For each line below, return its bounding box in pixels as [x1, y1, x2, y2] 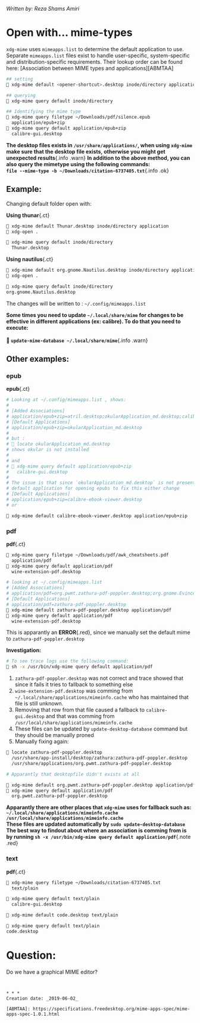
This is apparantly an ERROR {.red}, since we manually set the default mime [6, 629, 190, 636]
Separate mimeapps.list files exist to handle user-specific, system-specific [6, 52, 190, 59]
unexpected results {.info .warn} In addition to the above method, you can [6, 154, 190, 161]
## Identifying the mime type [6, 108, 82, 115]
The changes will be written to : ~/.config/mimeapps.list [6, 300, 146, 307]
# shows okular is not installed [6, 447, 89, 453]
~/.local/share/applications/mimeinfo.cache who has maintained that [14, 694, 189, 701]
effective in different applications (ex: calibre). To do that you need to [6, 318, 181, 325]
